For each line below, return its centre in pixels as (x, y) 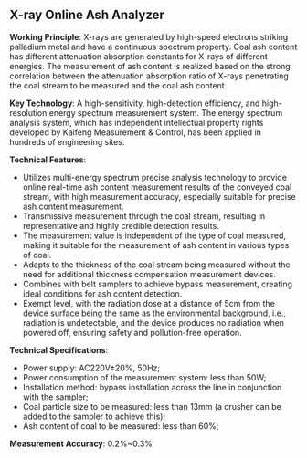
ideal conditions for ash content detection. (102, 293)
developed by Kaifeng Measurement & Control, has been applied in (136, 132)
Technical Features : (48, 160)
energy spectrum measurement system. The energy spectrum (166, 112)
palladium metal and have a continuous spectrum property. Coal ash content (153, 47)
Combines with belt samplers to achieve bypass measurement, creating (158, 284)
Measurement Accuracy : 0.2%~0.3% (81, 443)
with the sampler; (55, 397)
